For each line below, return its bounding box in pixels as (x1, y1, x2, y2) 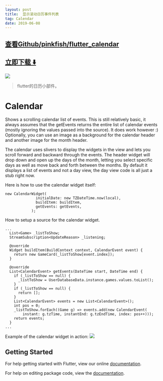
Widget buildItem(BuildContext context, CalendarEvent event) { (9, 248, 143, 253)
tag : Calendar (5, 16, 34, 21)
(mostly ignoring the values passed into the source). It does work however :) (5, 127, 159, 133)
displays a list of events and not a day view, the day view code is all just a (5, 168, 153, 173)
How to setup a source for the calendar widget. (5, 217, 100, 223)
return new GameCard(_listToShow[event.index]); (14, 252, 115, 257)
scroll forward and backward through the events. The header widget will (5, 152, 150, 158)
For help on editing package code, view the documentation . (5, 370, 125, 376)
